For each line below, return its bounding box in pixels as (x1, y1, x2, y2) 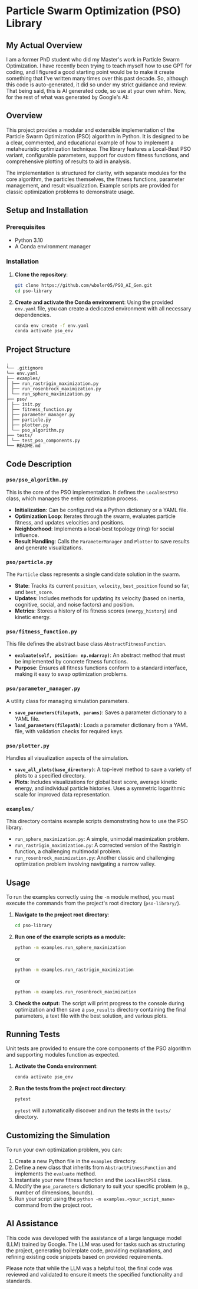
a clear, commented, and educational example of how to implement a (6, 139, 174, 146)
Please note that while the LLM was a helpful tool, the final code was (6, 1264, 173, 1272)
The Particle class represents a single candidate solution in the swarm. (6, 571, 181, 578)
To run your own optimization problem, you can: (6, 1146, 123, 1153)
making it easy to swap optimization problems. (14, 671, 128, 678)
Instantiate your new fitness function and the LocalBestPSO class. (14, 1176, 172, 1183)
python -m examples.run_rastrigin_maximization (14, 967, 134, 973)
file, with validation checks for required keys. (14, 727, 124, 734)
